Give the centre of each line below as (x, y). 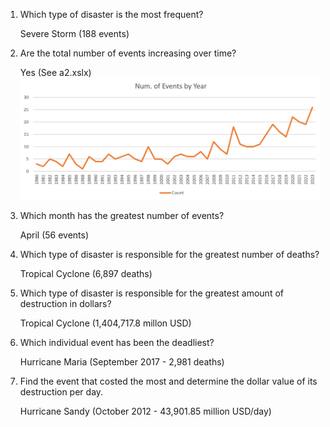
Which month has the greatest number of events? (122, 215)
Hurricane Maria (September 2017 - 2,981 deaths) (122, 361)
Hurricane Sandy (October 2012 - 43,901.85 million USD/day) (145, 411)
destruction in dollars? (65, 303)
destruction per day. (61, 391)
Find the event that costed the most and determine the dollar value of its (168, 381)
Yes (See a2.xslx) (55, 72)
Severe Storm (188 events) (74, 33)
